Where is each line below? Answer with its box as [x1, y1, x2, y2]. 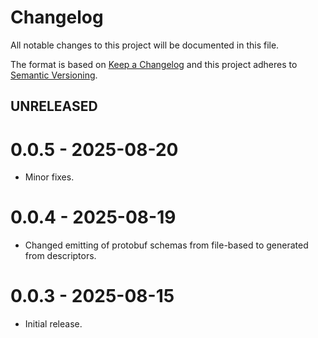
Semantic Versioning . [10, 69, 98, 81]
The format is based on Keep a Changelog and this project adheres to [10, 58, 298, 70]
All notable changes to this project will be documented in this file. [10, 39, 280, 51]
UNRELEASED [10, 98, 98, 115]
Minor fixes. [24, 171, 75, 183]
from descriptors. [24, 250, 97, 262]
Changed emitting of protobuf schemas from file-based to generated [24, 239, 309, 251]
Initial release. [24, 318, 83, 330]
